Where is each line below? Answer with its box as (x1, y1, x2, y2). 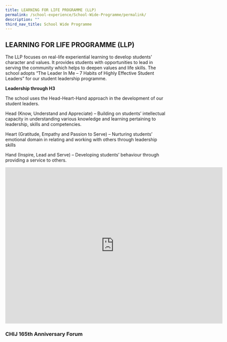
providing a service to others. (5, 157, 67, 163)
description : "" (5, 17, 40, 22)
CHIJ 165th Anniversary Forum (5, 330, 83, 337)
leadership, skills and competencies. (5, 121, 82, 128)
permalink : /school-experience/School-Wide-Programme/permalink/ (5, 12, 146, 17)
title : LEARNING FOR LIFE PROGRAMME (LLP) (5, 7, 96, 13)
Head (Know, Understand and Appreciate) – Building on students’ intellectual (5, 110, 166, 117)
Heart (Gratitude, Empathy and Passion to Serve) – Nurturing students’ (5, 131, 153, 137)
